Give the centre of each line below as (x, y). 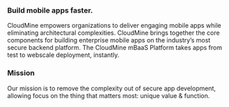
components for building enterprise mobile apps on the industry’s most (109, 40)
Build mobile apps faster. (50, 10)
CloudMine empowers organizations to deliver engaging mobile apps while (114, 26)
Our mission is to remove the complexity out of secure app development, (112, 88)
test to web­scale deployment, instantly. (63, 55)
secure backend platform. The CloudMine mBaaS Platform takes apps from (115, 48)
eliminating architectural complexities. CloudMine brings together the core (114, 33)
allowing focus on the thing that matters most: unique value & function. (109, 95)
